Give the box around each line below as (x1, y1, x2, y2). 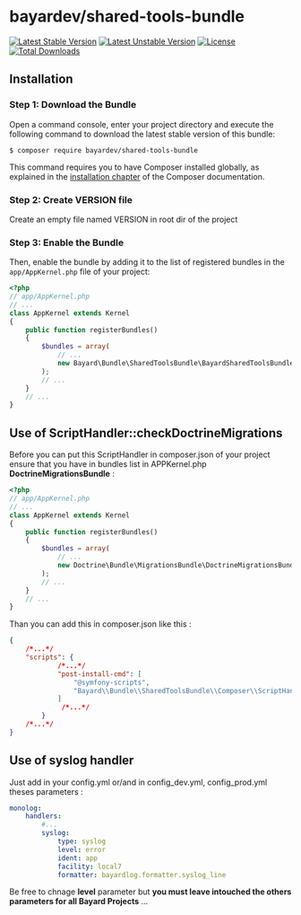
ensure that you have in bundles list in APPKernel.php (9, 459, 208, 470)
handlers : (25, 812, 63, 821)
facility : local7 (56, 862, 123, 871)
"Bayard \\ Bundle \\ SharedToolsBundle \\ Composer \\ (73, 686, 258, 695)
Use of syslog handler (9, 752, 134, 769)
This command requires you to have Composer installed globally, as (9, 162, 260, 172)
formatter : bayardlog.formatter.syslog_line (56, 870, 227, 879)
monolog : (9, 804, 42, 813)
